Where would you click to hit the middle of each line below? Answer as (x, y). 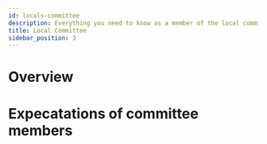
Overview (41, 77)
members (41, 130)
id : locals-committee (44, 16)
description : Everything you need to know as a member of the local (124, 23)
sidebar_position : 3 (43, 38)
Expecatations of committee (103, 113)
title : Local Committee (48, 30)
